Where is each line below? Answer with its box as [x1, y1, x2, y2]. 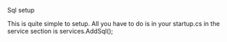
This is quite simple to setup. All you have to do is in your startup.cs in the [7, 20, 220, 27]
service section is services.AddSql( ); [7, 27, 113, 35]
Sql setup [7, 6, 35, 14]
